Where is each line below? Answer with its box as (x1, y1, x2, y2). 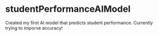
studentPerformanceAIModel (5, 3, 131, 15)
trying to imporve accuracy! (5, 25, 63, 31)
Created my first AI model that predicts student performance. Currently (5, 20, 153, 26)
